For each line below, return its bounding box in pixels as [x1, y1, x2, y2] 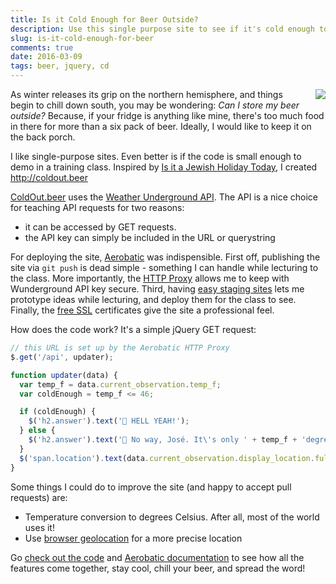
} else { [19, 426, 56, 436]
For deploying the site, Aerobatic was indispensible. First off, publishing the [10, 251, 321, 263]
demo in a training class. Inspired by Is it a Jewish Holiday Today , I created [10, 161, 318, 173]
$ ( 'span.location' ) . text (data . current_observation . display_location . [19, 453, 315, 463]
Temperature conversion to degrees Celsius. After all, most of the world [24, 511, 320, 523]
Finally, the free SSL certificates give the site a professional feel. [10, 304, 275, 316]
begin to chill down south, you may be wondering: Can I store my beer [10, 99, 300, 111]
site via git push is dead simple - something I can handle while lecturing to [10, 262, 319, 273]
